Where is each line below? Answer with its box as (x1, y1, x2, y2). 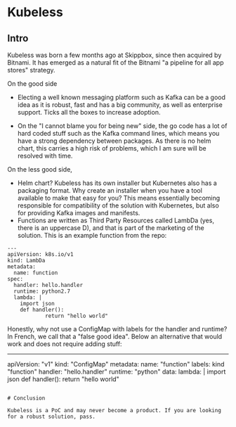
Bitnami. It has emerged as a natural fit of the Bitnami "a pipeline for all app (7, 58, 224, 67)
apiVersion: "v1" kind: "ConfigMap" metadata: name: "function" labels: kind (7, 360, 225, 368)
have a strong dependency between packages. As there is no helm (17, 136, 211, 145)
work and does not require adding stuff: (7, 340, 122, 348)
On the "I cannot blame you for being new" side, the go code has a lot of (17, 122, 228, 130)
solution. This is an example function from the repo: (17, 231, 167, 239)
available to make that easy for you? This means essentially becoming (17, 194, 221, 202)
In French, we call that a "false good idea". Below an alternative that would (7, 332, 223, 340)
